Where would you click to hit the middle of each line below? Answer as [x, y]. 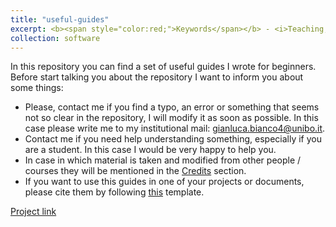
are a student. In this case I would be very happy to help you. [150, 150]
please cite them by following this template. [114, 192]
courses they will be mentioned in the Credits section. [135, 171]
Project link [33, 212]
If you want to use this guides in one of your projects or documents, [164, 182]
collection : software [55, 38]
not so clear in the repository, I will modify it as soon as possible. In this [171, 118]
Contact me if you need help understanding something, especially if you [173, 139]
